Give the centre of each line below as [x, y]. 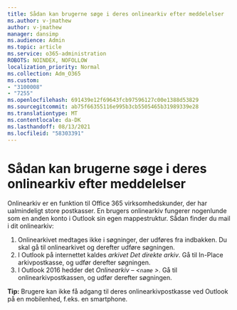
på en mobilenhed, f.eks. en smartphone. [68, 299]
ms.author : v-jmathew [39, 21]
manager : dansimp [33, 34]
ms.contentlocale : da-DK [44, 120]
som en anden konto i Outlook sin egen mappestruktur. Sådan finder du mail [119, 219]
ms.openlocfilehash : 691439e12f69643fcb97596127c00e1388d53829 [103, 100]
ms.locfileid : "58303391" [46, 133]
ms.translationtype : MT [43, 113]
